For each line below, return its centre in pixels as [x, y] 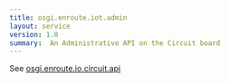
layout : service [40, 26]
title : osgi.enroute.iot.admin [68, 18]
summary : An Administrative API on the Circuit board [115, 43]
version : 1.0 [34, 34]
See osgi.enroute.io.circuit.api [65, 69]
